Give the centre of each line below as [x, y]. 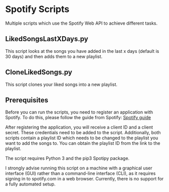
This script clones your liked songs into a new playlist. [61, 84]
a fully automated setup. [31, 184]
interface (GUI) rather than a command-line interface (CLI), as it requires [80, 173]
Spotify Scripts [37, 9]
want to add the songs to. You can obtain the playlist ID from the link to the [83, 143]
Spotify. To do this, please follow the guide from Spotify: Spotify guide [78, 118]
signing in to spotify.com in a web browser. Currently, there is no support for [84, 179]
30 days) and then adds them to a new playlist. [54, 56]
